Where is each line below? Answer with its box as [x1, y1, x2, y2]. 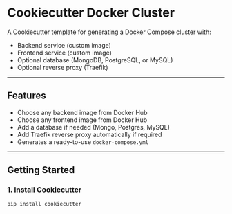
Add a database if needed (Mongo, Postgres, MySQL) [17, 123, 171, 131]
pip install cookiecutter [7, 201, 81, 208]
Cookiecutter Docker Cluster [7, 5, 175, 21]
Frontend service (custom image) [17, 48, 113, 57]
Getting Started [7, 164, 75, 176]
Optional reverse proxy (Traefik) [17, 63, 108, 71]
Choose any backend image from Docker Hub [17, 108, 148, 116]
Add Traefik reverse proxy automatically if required [17, 130, 162, 139]
